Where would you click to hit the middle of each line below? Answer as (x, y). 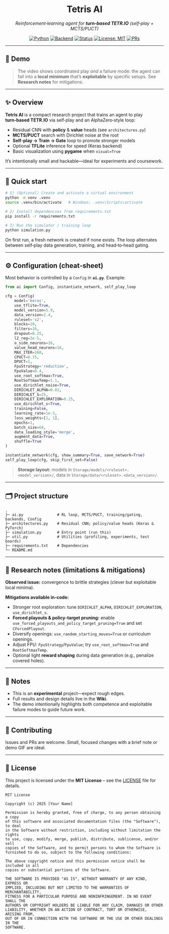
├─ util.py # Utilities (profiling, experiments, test (77, 537)
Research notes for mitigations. (51, 82)
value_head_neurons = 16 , (39, 347)
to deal (13, 826)
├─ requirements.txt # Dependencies (47, 546)
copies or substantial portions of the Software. (58, 870)
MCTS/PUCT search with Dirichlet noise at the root (66, 135)
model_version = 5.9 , (35, 310)
